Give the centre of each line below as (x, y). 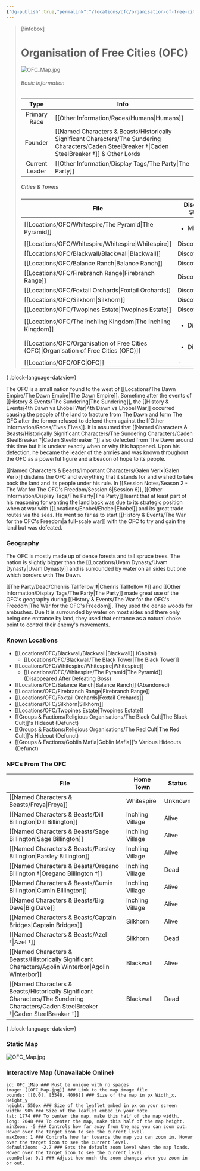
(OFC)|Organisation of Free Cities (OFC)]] (82, 350)
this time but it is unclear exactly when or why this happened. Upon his (93, 446)
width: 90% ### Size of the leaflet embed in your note (77, 1111)
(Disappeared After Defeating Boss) (68, 678)
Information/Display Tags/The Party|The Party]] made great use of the (92, 593)
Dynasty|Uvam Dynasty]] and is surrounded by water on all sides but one (96, 569)
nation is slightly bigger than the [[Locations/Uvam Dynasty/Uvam (87, 562)
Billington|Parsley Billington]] (50, 856)
